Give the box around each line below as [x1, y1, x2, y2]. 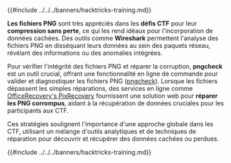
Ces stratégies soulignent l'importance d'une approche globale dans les [7, 120, 214, 128]
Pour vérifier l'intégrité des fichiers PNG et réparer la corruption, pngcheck [7, 62, 223, 70]
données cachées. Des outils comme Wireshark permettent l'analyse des [7, 34, 218, 42]
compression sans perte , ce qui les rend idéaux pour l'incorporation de [7, 27, 214, 35]
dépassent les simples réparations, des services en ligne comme [7, 85, 193, 92]
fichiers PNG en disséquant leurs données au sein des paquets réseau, [7, 42, 211, 49]
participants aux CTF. [7, 107, 69, 114]
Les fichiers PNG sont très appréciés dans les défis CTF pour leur [7, 19, 197, 27]
